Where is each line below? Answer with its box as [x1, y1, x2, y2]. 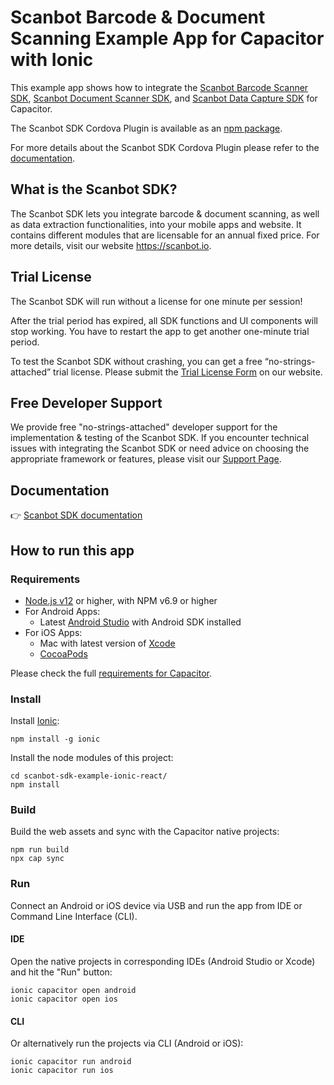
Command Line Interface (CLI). [10, 910, 138, 922]
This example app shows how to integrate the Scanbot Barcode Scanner [10, 81, 309, 93]
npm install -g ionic [10, 734, 101, 745]
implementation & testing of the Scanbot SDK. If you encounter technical [10, 432, 310, 444]
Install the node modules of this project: [10, 752, 174, 764]
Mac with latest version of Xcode [39, 637, 176, 649]
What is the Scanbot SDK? [10, 181, 178, 198]
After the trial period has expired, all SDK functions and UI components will [10, 314, 318, 326]
